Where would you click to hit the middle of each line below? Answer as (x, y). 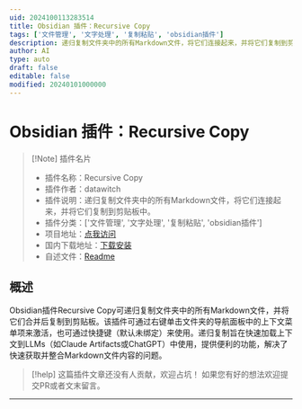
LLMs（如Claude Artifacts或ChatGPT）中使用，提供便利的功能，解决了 (156, 344)
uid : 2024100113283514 (52, 18)
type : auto (30, 59)
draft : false (34, 68)
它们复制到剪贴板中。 (115, 211)
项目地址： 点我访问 (80, 234)
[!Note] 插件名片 (61, 158)
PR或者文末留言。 (72, 386)
